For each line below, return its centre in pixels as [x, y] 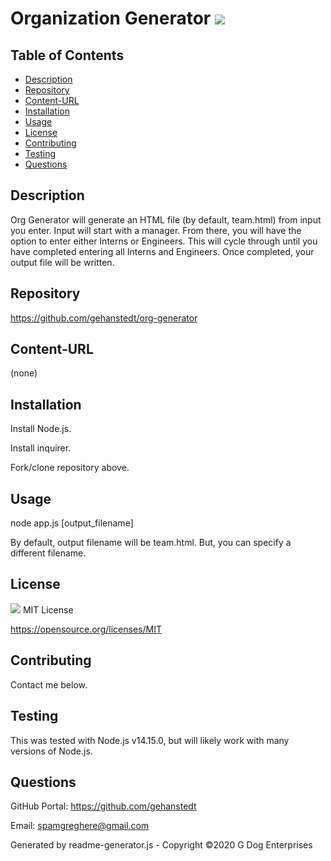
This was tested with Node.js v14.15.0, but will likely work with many [150, 740]
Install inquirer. [41, 448]
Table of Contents [67, 55]
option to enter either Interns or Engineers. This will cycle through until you [164, 241]
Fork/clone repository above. [70, 468]
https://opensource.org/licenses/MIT [86, 629]
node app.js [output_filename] [72, 523]
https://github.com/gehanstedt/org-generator [104, 318]
